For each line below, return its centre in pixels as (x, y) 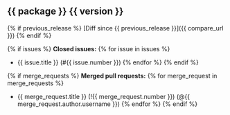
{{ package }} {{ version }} (65, 11)
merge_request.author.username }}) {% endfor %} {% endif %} (107, 104)
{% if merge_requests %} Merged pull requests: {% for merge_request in (112, 76)
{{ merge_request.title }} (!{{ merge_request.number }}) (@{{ (104, 96)
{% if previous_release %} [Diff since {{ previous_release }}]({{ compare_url (115, 28)
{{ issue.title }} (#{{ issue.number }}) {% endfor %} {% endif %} (108, 62)
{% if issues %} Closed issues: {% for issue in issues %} (89, 48)
